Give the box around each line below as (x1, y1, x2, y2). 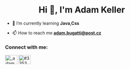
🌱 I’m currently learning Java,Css (12, 20, 79, 26)
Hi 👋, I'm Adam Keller (38, 4, 125, 15)
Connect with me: (5, 43, 48, 50)
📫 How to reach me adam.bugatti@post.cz (12, 30, 101, 36)
